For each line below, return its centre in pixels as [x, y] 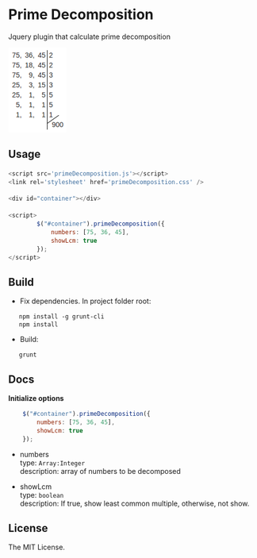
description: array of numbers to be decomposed [100, 471]
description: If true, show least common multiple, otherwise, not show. [134, 503]
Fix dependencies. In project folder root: [85, 301]
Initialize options [36, 398]
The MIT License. [37, 547]
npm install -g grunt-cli [61, 317]
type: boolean [42, 495]
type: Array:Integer [52, 463]
